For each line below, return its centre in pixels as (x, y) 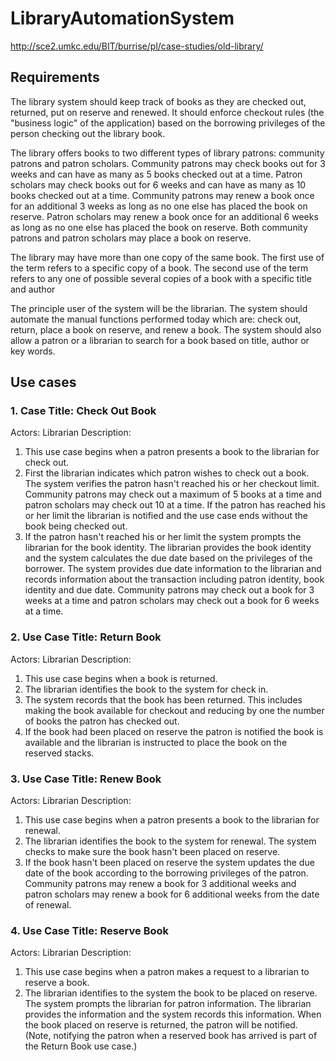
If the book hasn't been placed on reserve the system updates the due (169, 863)
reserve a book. (57, 983)
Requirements (55, 77)
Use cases (43, 382)
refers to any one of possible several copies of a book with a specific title (161, 278)
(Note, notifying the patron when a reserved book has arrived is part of (171, 1036)
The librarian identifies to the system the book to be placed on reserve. (171, 993)
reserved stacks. (59, 753)
